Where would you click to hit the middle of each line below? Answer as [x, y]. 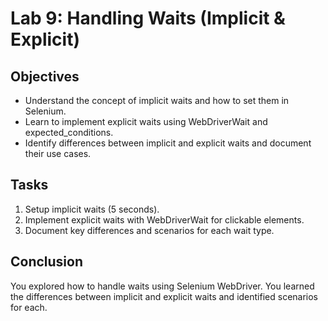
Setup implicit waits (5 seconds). [92, 209]
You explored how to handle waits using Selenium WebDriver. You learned [162, 286]
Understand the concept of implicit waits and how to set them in [157, 100]
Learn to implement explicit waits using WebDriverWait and [146, 121]
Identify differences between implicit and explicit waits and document [168, 143]
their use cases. [58, 153]
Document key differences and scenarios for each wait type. [149, 230]
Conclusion [47, 262]
